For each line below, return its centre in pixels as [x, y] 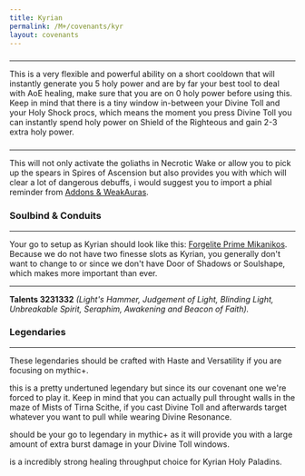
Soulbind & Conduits [55, 216]
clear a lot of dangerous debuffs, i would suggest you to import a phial [141, 183]
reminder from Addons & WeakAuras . [79, 193]
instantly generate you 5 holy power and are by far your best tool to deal [144, 84]
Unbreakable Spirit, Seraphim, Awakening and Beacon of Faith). [129, 309]
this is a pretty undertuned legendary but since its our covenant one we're [148, 388]
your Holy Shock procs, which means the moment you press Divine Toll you [151, 113]
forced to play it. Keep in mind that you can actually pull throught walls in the [152, 397]
